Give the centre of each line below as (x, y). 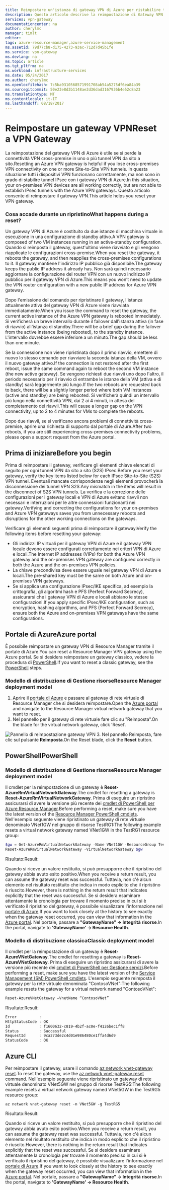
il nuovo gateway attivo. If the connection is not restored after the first (77, 363)
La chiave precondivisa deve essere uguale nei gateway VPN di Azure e (87, 570)
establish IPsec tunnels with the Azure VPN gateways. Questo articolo (77, 191)
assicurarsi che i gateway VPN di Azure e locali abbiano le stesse (80, 597)
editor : (13, 38)
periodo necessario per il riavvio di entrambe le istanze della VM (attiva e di (83, 379)
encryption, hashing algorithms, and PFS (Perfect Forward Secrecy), (83, 608)
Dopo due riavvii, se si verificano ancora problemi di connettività (72, 421)
